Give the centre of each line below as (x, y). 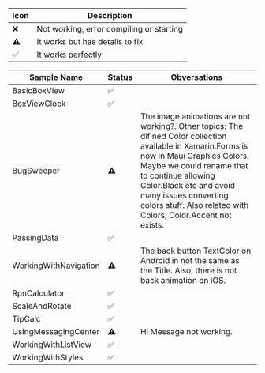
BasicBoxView (39, 90)
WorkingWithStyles (48, 357)
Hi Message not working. (187, 332)
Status (120, 77)
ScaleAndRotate (42, 306)
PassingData (35, 238)
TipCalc (26, 319)
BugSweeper (36, 171)
